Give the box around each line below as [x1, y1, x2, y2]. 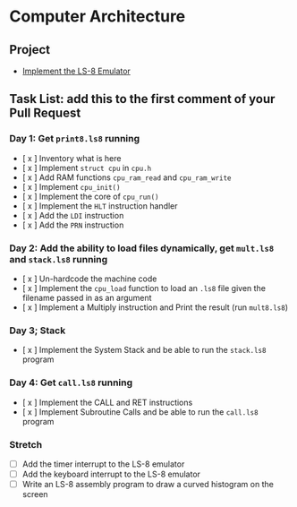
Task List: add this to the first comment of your [9, 91, 276, 107]
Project [9, 42, 51, 57]
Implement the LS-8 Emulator [21, 65, 132, 76]
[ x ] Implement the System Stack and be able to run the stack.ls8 [21, 345, 267, 356]
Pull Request [9, 106, 81, 121]
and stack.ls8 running [9, 253, 108, 265]
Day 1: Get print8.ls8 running [9, 133, 140, 145]
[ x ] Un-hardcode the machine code [21, 273, 157, 284]
